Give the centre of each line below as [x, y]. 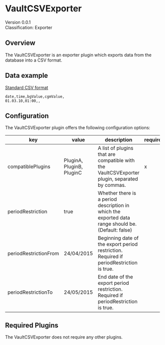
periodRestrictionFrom [33, 253]
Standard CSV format [27, 87]
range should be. [117, 224]
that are [107, 154]
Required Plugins [32, 325]
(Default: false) [115, 230]
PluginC [73, 173]
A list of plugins [115, 148]
